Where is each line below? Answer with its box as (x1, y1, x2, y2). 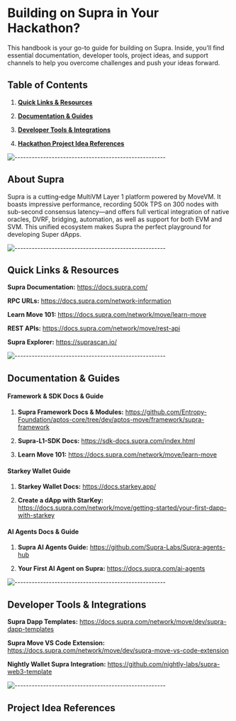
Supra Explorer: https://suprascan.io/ (7, 338, 117, 347)
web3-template (7, 668, 52, 676)
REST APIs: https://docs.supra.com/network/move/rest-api (7, 324, 181, 332)
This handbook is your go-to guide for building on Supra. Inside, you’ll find (7, 43, 225, 52)
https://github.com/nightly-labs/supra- (107, 660, 220, 669)
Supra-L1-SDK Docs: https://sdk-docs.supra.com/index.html (17, 436, 196, 445)
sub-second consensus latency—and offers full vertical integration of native (7, 207, 230, 216)
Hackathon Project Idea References (17, 139, 125, 147)
